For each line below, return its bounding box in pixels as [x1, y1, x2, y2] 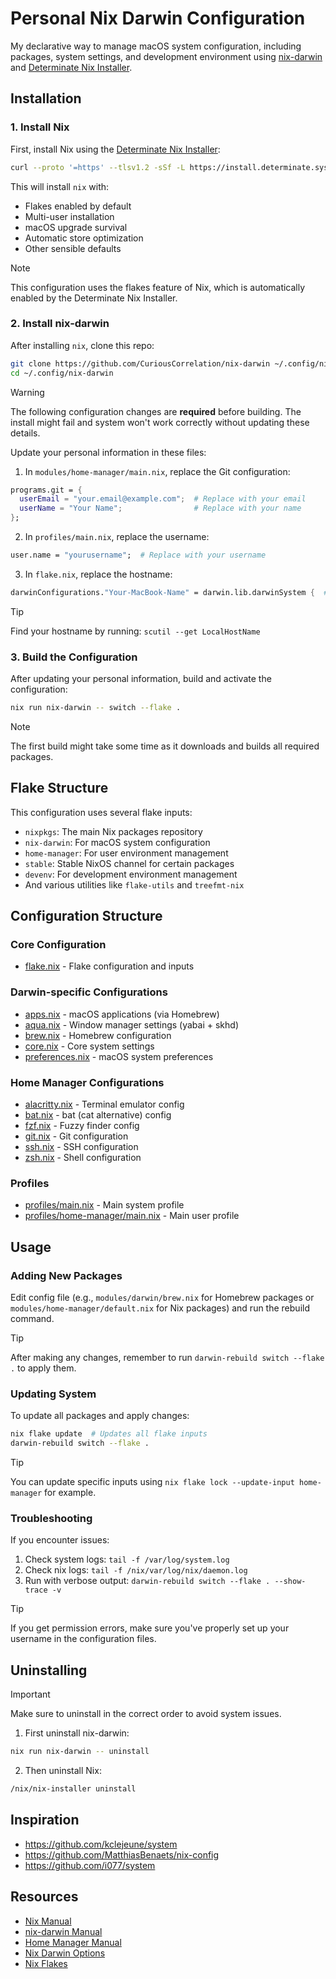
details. [10, 427, 41, 439]
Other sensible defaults [24, 242, 122, 254]
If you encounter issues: [10, 1534, 110, 1546]
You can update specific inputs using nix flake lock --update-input [10, 1476, 295, 1488]
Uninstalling [10, 1662, 88, 1679]
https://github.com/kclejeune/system [24, 1838, 178, 1850]
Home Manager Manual [24, 1936, 122, 1948]
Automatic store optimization [24, 232, 144, 244]
